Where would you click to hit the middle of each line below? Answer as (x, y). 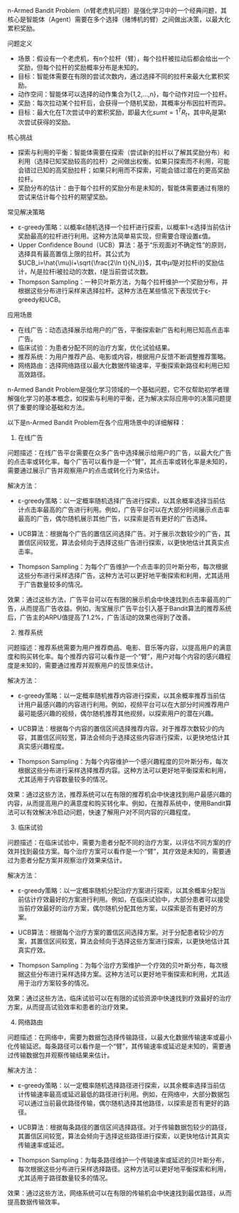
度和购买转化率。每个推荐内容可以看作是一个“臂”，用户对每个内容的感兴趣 (116, 656)
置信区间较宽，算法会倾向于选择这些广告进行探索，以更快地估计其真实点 (123, 542)
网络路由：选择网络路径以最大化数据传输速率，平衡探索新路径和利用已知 (123, 366)
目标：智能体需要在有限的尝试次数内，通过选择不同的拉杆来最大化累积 (121, 76)
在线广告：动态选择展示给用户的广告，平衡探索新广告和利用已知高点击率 (123, 330)
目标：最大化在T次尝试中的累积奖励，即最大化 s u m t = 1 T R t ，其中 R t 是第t (122, 112)
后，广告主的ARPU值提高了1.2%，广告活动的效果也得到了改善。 (101, 617)
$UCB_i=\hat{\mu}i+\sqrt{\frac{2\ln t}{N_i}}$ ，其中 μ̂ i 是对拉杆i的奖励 (118, 263)
